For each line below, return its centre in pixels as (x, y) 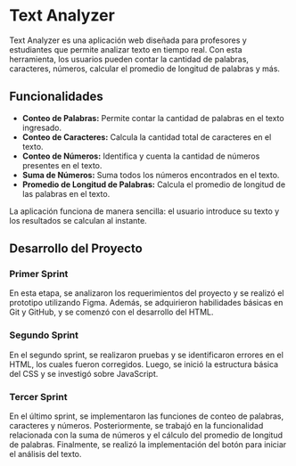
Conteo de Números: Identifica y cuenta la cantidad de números (141, 156)
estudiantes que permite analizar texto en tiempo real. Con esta (126, 49)
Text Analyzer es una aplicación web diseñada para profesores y (128, 40)
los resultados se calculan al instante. (78, 220)
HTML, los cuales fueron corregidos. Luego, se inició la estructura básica (144, 364)
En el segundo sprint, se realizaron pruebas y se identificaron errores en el (146, 355)
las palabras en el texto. (66, 193)
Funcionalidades (57, 97)
